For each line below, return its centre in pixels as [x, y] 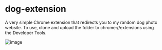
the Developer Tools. [26, 33]
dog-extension [36, 9]
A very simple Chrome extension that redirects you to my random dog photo [81, 22]
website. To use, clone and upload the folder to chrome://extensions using [80, 27]
